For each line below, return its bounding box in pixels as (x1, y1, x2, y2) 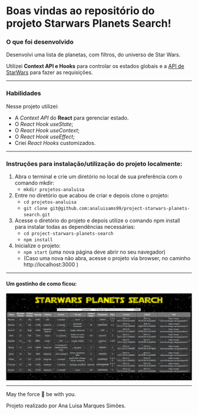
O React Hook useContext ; (14, 127, 80, 134)
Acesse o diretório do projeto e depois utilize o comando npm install (14, 217, 180, 224)
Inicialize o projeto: (14, 242, 61, 249)
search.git (23, 212, 51, 218)
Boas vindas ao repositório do (6, 4, 155, 18)
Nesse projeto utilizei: (6, 102, 59, 110)
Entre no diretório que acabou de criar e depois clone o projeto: (14, 192, 169, 199)
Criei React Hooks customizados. (14, 139, 96, 146)
